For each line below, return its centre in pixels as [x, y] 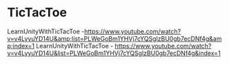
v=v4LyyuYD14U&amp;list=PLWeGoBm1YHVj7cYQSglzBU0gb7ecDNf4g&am [114, 38]
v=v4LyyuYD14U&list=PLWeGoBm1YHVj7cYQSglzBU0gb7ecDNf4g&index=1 [114, 53]
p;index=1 [21, 46]
